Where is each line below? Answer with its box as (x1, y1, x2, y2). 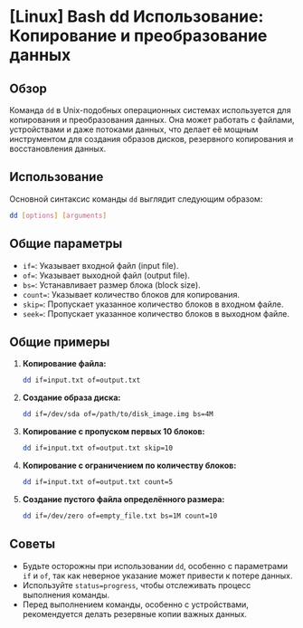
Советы (9, 537, 56, 552)
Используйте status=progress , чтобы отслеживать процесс (22, 579, 251, 590)
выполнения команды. (22, 589, 110, 600)
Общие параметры (9, 236, 123, 252)
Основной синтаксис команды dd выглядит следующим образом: (9, 193, 263, 205)
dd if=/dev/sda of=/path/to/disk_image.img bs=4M (22, 410, 214, 419)
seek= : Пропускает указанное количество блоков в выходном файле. (22, 308, 290, 319)
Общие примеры (9, 334, 110, 349)
